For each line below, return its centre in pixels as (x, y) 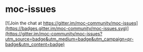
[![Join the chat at (24, 23)
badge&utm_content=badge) (35, 44)
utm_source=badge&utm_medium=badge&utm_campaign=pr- (69, 39)
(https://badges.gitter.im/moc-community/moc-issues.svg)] (67, 28)
